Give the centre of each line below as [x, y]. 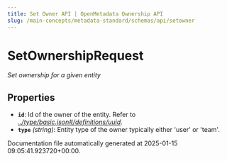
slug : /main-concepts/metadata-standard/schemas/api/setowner [101, 21]
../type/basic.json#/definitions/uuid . [70, 122]
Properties [31, 98]
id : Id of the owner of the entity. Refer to [77, 115]
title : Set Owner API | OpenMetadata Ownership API [85, 14]
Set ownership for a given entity [54, 75]
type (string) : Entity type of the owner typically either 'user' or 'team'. [118, 130]
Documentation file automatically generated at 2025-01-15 [93, 143]
